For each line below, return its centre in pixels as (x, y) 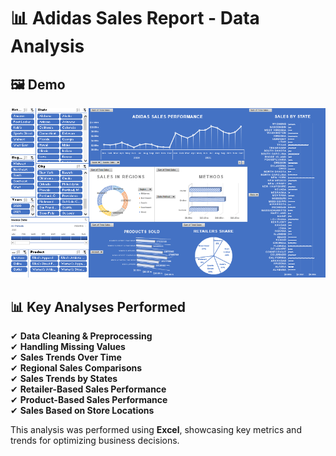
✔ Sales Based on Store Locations (82, 411)
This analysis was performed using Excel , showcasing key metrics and (156, 430)
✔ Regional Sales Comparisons (76, 368)
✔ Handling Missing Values (68, 347)
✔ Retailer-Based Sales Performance (88, 389)
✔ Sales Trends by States (64, 379)
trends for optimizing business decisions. (95, 441)
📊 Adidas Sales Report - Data (135, 18)
